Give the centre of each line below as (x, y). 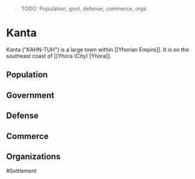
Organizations (33, 156)
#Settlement (22, 171)
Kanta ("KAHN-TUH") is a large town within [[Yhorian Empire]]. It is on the (98, 49)
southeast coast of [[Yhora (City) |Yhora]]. (59, 56)
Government (30, 95)
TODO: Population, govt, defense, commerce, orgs (84, 9)
